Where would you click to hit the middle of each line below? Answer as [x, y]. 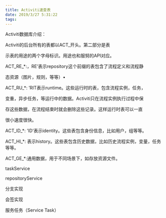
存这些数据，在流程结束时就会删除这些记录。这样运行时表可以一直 [74, 110]
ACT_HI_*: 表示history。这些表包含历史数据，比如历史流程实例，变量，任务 [83, 141]
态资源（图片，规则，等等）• [35, 77]
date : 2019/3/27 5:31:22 [31, 15]
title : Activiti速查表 [28, 10]
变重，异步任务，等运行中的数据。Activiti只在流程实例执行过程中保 [74, 98]
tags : [11, 19]
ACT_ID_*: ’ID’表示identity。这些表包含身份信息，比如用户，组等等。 [76, 131]
